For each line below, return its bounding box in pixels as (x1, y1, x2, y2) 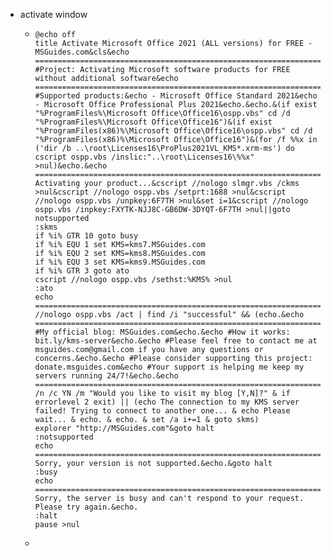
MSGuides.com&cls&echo (34, 47, 130, 57)
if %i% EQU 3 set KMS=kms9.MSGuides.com (34, 257, 206, 267)
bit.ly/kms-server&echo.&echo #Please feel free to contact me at (34, 336, 318, 346)
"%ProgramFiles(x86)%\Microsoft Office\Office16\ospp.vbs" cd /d (34, 126, 313, 136)
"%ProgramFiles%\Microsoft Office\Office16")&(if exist (34, 117, 273, 127)
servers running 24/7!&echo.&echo (34, 371, 179, 381)
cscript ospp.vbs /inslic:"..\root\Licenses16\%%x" (34, 152, 255, 162)
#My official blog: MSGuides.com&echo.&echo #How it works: (34, 327, 291, 337)
